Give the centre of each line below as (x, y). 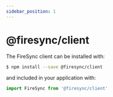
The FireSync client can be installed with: (55, 56)
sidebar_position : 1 (31, 11)
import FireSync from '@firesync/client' (57, 89)
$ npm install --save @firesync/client (54, 67)
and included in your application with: (51, 78)
